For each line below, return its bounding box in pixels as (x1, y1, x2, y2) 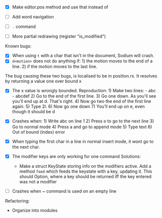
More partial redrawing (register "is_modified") (12, 34, 106, 40)
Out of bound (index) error (12, 129, 66, 135)
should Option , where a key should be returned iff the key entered (19, 173, 152, 179)
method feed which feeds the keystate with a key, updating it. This (19, 168, 152, 174)
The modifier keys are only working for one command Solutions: (12, 153, 141, 159)
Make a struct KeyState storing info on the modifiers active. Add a (19, 163, 152, 169)
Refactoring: (5, 198, 30, 204)
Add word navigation (12, 14, 54, 20)
